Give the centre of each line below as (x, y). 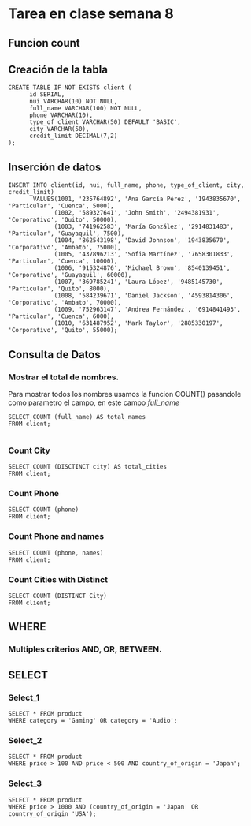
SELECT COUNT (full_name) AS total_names (77, 417)
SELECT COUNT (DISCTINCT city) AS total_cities (88, 467)
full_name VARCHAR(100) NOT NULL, (86, 108)
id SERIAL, (47, 95)
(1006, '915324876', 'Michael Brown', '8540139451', (142, 268)
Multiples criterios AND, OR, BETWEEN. (85, 649)
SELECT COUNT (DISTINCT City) (58, 596)
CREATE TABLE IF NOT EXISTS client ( (70, 88)
